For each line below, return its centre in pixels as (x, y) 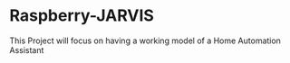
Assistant (27, 49)
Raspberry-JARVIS (82, 16)
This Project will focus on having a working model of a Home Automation (145, 40)
